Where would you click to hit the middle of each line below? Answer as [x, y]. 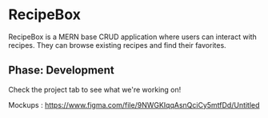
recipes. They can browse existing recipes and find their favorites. [117, 45]
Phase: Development [61, 71]
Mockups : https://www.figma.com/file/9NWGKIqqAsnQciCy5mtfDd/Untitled [134, 104]
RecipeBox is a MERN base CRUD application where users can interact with [133, 37]
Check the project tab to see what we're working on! [95, 89]
